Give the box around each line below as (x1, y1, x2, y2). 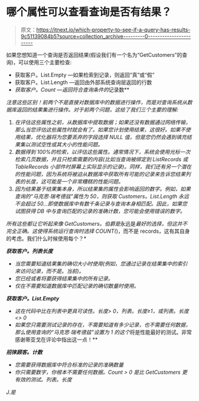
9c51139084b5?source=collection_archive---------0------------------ (20, 33, 191, 40)
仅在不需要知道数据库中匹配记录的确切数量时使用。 (14, 282, 139, 289)
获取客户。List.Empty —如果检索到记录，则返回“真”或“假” (14, 71, 155, 78)
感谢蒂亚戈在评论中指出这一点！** (14, 336, 98, 343)
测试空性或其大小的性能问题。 (30, 140, 103, 148)
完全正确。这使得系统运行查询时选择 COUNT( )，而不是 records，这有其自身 (6, 227, 190, 235)
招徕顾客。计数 (6, 348, 43, 355)
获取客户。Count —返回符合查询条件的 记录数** (14, 86, 130, 93)
